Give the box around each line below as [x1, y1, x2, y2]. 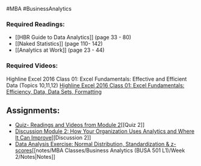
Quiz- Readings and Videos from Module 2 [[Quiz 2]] [14, 121, 145, 129]
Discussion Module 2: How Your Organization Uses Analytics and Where [14, 128, 194, 135]
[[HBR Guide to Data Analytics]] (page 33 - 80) [14, 34, 131, 41]
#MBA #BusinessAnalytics [6, 5, 72, 12]
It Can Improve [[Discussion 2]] [14, 134, 91, 141]
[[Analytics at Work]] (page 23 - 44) [14, 46, 105, 54]
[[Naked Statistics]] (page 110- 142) [14, 40, 104, 48]
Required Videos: [6, 61, 58, 70]
